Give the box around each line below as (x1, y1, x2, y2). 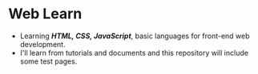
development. (19, 39, 66, 49)
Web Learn (8, 5, 83, 23)
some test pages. (19, 56, 78, 66)
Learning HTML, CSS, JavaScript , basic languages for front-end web (19, 31, 250, 41)
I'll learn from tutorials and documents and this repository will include (19, 48, 248, 57)
